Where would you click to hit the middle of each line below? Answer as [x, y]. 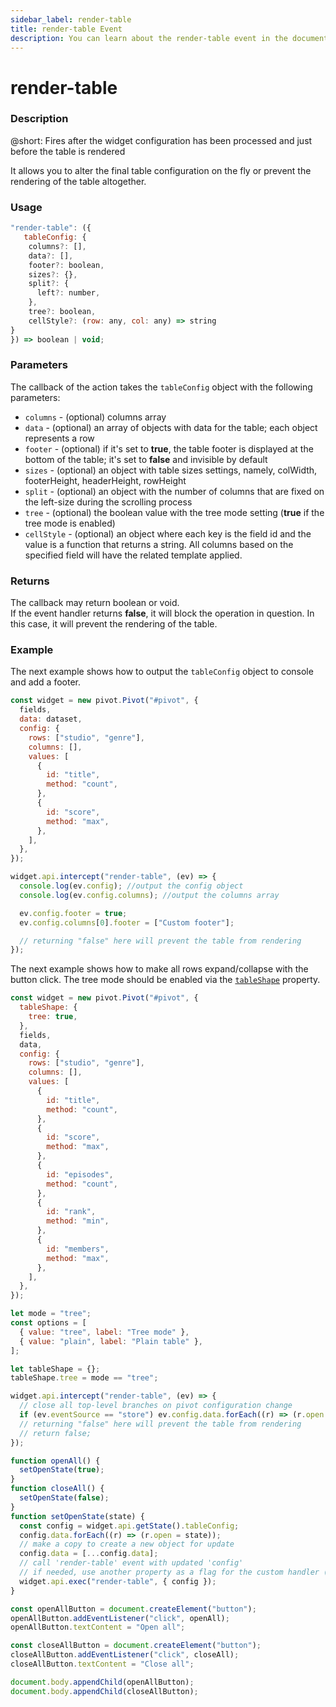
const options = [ [48, 1323]
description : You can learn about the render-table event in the [149, 38]
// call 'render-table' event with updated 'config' [131, 1563]
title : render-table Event [66, 29]
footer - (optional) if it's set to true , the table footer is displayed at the [169, 448]
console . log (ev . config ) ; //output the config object [131, 886]
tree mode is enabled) [70, 523]
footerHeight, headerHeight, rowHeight [105, 480]
